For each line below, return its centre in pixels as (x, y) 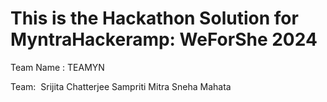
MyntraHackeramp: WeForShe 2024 (164, 39)
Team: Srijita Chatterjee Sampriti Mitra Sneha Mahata (121, 86)
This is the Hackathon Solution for (154, 18)
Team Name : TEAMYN (57, 67)
